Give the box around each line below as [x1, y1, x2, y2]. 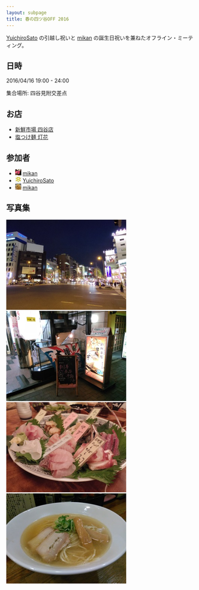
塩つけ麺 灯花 [14, 133, 49, 141]
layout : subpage [6, 10, 47, 16]
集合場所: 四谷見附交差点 [6, 90, 67, 97]
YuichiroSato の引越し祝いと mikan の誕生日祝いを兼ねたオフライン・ [6, 34, 178, 41]
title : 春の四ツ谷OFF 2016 [6, 16, 69, 22]
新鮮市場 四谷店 [14, 126, 54, 133]
